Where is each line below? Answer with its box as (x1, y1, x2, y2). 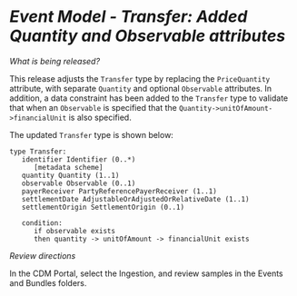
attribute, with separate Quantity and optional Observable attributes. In (9, 83, 272, 94)
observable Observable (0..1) (21, 179, 136, 188)
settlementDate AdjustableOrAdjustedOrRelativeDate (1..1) (21, 194, 250, 203)
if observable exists (33, 226, 116, 235)
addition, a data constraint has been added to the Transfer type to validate (9, 93, 289, 104)
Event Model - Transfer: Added (9, 6, 248, 27)
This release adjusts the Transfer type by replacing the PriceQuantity (9, 73, 271, 84)
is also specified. (68, 112, 132, 123)
